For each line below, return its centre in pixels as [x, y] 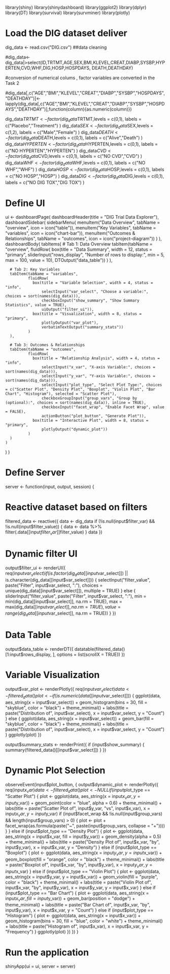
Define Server [35, 473]
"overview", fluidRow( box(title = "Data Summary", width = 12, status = [79, 249]
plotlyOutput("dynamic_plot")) [75, 429]
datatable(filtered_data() [100, 649]
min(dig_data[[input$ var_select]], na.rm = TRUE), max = [64, 601]
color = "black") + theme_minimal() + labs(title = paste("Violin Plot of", [79, 882]
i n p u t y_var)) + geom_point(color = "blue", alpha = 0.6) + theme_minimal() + [84, 803]
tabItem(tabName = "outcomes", [43, 350]
